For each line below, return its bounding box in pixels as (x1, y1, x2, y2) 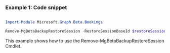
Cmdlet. (5, 43, 22, 49)
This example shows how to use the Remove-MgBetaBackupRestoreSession (5, 38, 164, 44)
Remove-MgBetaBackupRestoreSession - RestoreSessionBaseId (5, 29, 130, 34)
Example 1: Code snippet (5, 4, 67, 11)
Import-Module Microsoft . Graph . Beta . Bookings (5, 19, 103, 25)
